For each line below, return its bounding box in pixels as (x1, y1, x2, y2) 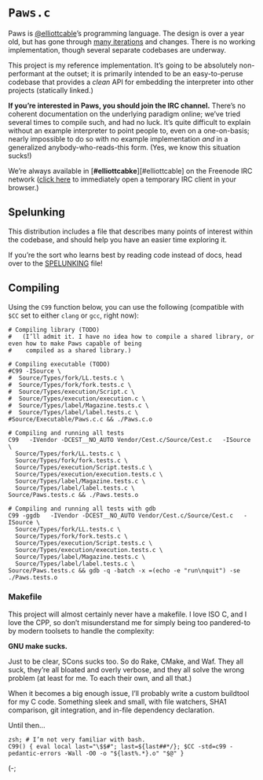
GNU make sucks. (8, 641, 68, 650)
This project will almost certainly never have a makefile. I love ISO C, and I (8, 609, 247, 619)
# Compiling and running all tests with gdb (8, 505, 156, 513)
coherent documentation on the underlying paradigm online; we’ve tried (8, 109, 241, 119)
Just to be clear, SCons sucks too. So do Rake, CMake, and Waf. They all (8, 657, 243, 666)
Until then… (8, 720, 46, 730)
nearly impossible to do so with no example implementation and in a (8, 134, 228, 143)
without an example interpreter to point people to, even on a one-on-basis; (8, 126, 250, 135)
